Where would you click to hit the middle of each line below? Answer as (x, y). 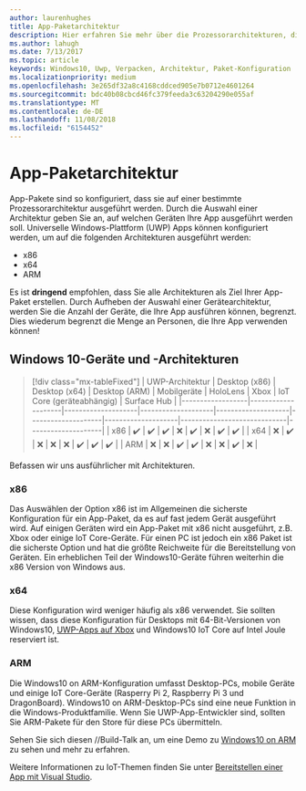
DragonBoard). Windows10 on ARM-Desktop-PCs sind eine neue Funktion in (153, 703)
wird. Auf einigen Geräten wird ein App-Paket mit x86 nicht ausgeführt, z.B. (151, 528)
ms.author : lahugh (44, 43)
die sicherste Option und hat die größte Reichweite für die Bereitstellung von (153, 547)
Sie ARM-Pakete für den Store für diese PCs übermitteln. (116, 722)
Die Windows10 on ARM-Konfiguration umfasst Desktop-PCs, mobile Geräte (152, 683)
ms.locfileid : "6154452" (56, 129)
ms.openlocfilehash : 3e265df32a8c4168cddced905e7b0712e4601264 (132, 86)
